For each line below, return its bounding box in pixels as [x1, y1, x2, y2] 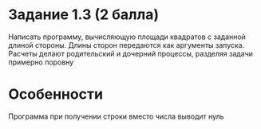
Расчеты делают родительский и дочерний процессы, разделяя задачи [8, 49, 254, 58]
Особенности [8, 85, 104, 104]
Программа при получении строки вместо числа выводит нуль [8, 111, 225, 121]
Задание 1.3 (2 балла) [8, 6, 160, 24]
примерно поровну [8, 57, 74, 67]
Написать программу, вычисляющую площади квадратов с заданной [8, 32, 246, 41]
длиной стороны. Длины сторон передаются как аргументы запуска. [8, 40, 245, 49]
